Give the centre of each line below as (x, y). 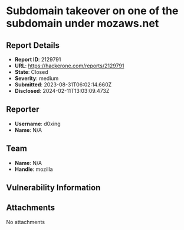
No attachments (26, 222)
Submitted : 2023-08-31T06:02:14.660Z (63, 85)
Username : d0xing (37, 124)
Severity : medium (37, 78)
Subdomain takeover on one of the (92, 11)
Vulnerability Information (53, 188)
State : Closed (31, 72)
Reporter (23, 110)
